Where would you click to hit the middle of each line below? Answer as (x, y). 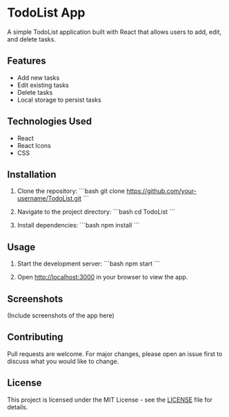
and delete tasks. (32, 39)
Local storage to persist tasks (59, 100)
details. (18, 407)
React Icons (34, 145)
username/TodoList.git (49, 198)
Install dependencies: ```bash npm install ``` (78, 225)
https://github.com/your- (162, 191)
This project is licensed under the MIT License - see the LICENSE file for (110, 400)
